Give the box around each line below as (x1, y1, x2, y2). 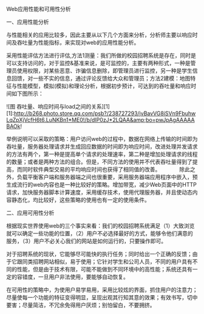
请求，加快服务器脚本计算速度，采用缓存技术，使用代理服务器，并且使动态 (6, 188, 192, 196)
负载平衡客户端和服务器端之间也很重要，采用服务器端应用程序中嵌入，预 (16, 173, 198, 180)
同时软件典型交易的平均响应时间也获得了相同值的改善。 (22, 166, 161, 173)
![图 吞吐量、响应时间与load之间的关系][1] (6, 103, 110, 110)
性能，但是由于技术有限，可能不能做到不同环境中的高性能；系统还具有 (16, 266, 192, 273)
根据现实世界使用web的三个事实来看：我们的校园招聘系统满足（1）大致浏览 (6, 222, 195, 229)
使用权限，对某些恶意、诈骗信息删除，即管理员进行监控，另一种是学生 (16, 67, 192, 74)
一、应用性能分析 (6, 18, 49, 26)
